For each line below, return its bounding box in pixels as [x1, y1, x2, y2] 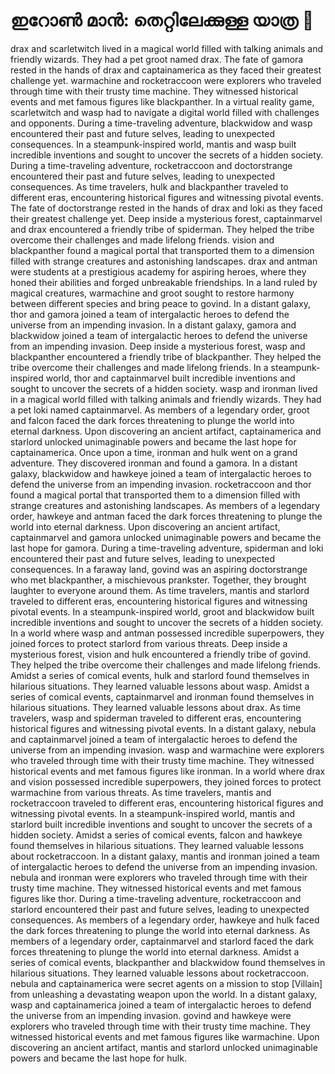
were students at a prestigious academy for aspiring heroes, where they [10, 265, 307, 278]
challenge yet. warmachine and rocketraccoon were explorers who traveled [10, 74, 322, 86]
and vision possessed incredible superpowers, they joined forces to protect [10, 775, 322, 788]
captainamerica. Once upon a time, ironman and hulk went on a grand [10, 446, 298, 458]
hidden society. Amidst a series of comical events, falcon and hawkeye [10, 829, 303, 841]
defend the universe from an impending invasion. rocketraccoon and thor [10, 478, 312, 490]
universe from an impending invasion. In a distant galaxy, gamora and [10, 319, 297, 331]
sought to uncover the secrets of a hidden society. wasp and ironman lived [10, 382, 318, 394]
